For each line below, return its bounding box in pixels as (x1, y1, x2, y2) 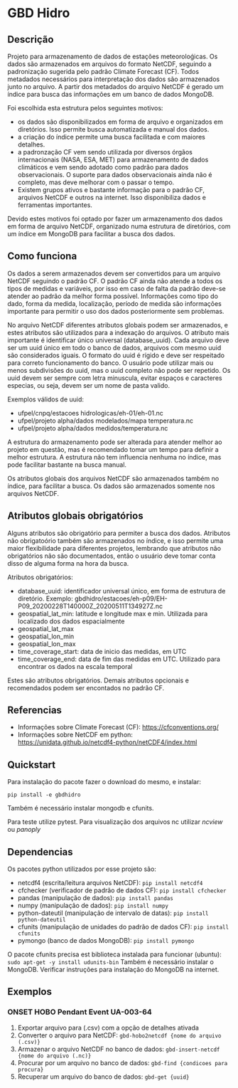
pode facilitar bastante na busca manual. (7, 460, 126, 469)
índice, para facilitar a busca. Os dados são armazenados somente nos (7, 482, 215, 490)
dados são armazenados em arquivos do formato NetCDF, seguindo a (7, 60, 212, 68)
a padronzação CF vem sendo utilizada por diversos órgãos (17, 148, 193, 156)
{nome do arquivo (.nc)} (17, 1052, 92, 1060)
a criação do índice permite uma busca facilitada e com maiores (17, 133, 206, 141)
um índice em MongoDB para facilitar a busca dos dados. (7, 230, 175, 238)
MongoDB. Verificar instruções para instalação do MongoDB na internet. (7, 966, 220, 974)
